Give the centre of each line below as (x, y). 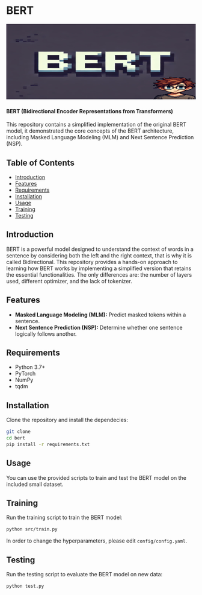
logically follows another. (46, 334)
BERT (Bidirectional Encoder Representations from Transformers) (90, 111)
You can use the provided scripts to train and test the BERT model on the (96, 477)
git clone (19, 432)
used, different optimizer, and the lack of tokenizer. (69, 281)
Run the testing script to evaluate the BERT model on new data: (84, 575)
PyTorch (25, 374)
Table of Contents (41, 162)
